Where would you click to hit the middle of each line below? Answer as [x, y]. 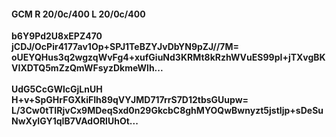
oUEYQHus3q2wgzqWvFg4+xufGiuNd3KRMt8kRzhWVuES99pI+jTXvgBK [168, 57]
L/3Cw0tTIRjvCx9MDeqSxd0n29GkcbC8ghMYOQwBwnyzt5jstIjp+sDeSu [167, 111]
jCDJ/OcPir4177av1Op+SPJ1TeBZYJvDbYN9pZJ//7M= [125, 47]
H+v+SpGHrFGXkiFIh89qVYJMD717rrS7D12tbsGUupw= [130, 100]
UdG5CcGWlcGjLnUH [57, 89]
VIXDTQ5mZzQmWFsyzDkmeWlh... [87, 68]
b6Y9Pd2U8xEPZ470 [57, 36]
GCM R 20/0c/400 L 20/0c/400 [78, 14]
